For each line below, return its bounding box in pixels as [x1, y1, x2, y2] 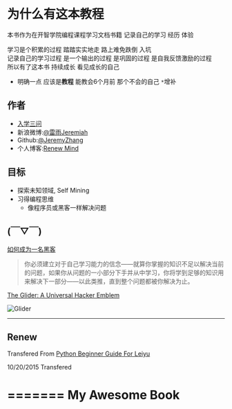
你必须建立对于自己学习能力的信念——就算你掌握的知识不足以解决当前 [23, 260, 224, 268]
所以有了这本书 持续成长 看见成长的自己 [7, 62, 119, 71]
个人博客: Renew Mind [17, 143, 79, 153]
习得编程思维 [17, 195, 54, 203]
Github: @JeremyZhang [17, 136, 84, 144]
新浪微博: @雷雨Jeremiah [17, 128, 88, 136]
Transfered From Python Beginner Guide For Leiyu [7, 349, 151, 358]
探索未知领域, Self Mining [17, 186, 90, 194]
